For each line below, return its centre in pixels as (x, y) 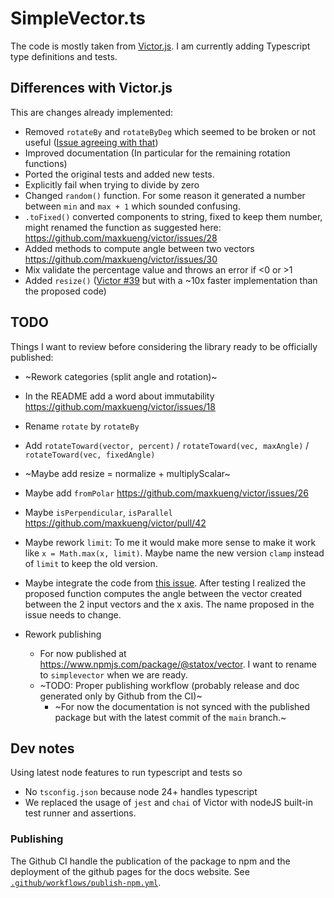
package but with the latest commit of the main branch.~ (170, 717)
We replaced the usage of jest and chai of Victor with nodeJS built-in (168, 803)
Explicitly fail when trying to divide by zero (112, 184)
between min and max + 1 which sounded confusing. (132, 206)
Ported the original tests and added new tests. (119, 174)
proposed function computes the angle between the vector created (163, 593)
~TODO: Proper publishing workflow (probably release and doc (169, 685)
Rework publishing (63, 634)
